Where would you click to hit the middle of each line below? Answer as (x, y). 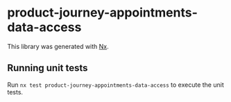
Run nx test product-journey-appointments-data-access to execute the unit (115, 85)
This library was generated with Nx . (58, 46)
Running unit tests (48, 68)
